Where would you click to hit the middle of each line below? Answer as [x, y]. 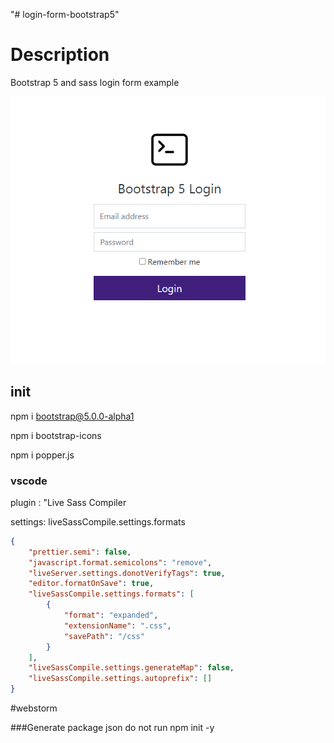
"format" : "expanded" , [111, 615]
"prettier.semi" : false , [80, 552]
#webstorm [34, 708]
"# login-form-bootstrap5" [65, 14]
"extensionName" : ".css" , [117, 625]
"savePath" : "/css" [104, 636]
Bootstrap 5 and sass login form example [95, 82]
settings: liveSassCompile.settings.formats [98, 521]
